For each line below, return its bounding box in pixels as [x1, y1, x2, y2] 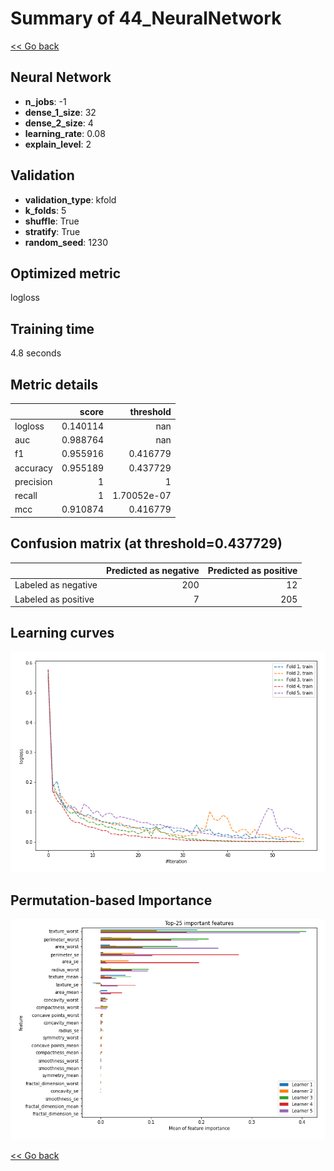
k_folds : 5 [24, 204, 67, 216]
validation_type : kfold [24, 193, 117, 206]
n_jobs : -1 [24, 95, 67, 107]
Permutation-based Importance [10, 892, 213, 909]
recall [14, 490, 38, 501]
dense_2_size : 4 [24, 117, 94, 129]
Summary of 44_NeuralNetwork [10, 7, 282, 30]
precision [14, 475, 53, 487]
